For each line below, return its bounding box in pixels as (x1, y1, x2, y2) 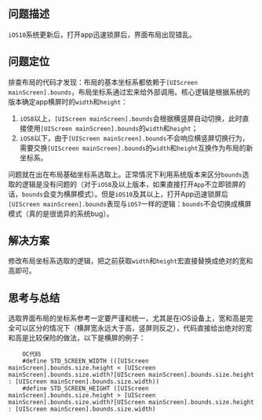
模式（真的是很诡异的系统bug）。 (8, 209, 114, 218)
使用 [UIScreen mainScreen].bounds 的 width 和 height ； (26, 123, 198, 133)
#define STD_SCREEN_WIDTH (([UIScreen (22, 357, 149, 365)
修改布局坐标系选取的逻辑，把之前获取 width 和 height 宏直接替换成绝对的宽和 (8, 256, 253, 265)
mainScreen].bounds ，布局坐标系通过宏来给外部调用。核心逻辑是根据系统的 (8, 87, 250, 97)
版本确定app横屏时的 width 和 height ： (8, 97, 128, 106)
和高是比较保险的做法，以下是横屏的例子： (8, 333, 146, 343)
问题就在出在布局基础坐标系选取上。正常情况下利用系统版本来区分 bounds (8, 170, 242, 179)
